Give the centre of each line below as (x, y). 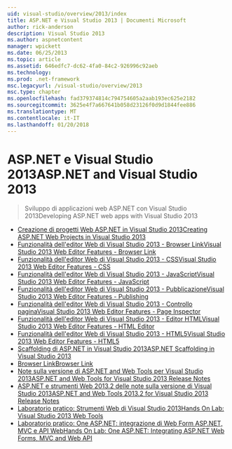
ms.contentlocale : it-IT (43, 118)
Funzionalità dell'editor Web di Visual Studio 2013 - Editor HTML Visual (118, 319)
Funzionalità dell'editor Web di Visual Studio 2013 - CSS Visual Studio (117, 260)
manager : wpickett (34, 46)
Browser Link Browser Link (55, 364)
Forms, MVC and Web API (55, 438)
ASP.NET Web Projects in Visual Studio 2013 (81, 237)
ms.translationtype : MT (42, 112)
